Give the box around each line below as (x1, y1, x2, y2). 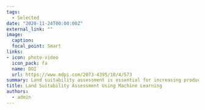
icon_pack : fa (12, 60, 48, 66)
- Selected (12, 15, 40, 21)
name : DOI (12, 65, 37, 72)
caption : (12, 37, 34, 43)
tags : (6, 9, 20, 15)
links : (6, 49, 23, 55)
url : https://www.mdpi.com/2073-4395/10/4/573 (12, 71, 132, 78)
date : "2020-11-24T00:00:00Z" (6, 20, 84, 26)
